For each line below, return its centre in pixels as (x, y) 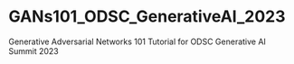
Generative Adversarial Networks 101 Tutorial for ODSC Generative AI (137, 41)
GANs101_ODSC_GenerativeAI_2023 (147, 17)
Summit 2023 (34, 50)
